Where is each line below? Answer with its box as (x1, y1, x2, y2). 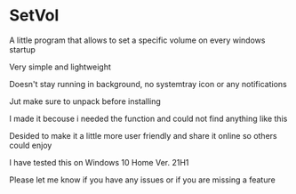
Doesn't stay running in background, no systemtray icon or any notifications (9, 78, 287, 89)
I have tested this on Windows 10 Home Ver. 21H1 (9, 157, 189, 167)
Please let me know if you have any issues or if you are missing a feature (9, 174, 276, 185)
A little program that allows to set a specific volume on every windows (9, 35, 266, 45)
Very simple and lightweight (9, 61, 111, 72)
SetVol (9, 5, 60, 26)
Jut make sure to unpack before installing (9, 95, 162, 107)
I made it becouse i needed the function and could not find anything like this (9, 113, 288, 124)
